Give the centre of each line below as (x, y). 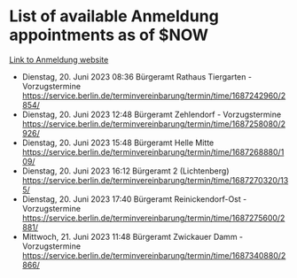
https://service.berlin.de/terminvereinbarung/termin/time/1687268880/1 (153, 151)
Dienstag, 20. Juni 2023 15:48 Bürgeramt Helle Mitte (118, 143)
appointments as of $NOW (109, 35)
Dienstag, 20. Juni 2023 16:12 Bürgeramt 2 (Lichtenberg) (125, 171)
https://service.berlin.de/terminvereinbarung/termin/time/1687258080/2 (154, 124)
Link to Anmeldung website (59, 59)
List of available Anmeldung (114, 16)
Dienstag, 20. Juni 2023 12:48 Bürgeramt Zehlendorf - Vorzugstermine (152, 114)
